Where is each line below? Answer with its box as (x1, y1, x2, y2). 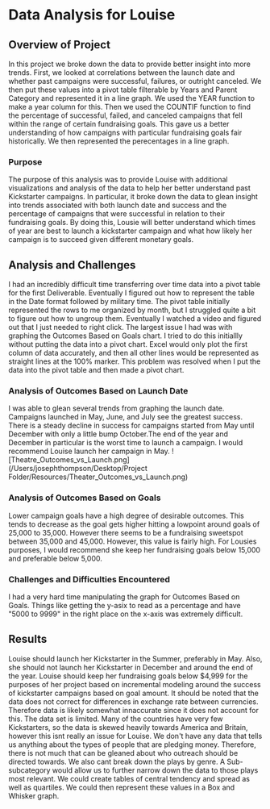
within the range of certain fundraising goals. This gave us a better (8, 119, 230, 128)
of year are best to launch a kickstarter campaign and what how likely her (8, 226, 252, 236)
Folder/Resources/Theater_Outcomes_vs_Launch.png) (8, 472, 189, 482)
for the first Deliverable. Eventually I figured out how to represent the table (8, 288, 255, 298)
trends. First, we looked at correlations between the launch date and (8, 68, 235, 77)
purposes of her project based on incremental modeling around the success (8, 679, 261, 689)
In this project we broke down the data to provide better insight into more (8, 59, 251, 69)
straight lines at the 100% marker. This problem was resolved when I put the (8, 357, 261, 366)
